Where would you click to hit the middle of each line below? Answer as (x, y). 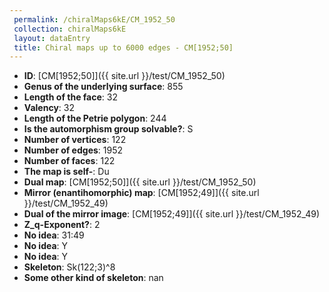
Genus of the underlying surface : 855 (103, 87)
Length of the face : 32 (70, 97)
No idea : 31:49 (54, 235)
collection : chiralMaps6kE (70, 29)
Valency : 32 (49, 108)
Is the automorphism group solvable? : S (108, 129)
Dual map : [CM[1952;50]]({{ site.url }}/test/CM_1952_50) (140, 182)
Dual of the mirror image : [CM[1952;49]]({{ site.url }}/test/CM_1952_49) (172, 214)
